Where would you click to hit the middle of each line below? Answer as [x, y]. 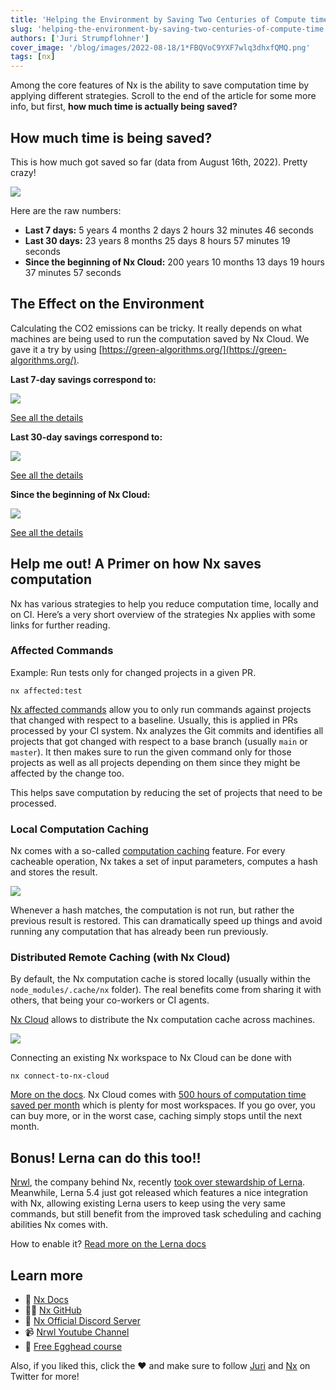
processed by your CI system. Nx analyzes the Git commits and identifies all [167, 730]
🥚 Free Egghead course [73, 1347]
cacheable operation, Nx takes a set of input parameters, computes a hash [164, 862]
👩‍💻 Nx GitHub [53, 1310]
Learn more [47, 1275]
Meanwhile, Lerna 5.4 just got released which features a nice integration [159, 1193]
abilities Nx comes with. [59, 1225]
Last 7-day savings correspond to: [83, 379]
